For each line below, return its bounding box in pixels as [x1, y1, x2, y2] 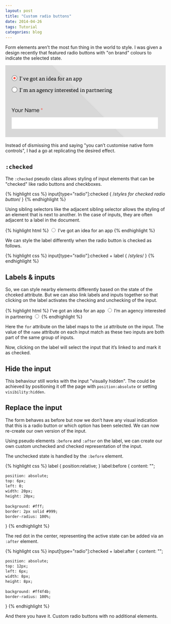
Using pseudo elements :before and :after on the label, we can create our [5, 438, 163, 444]
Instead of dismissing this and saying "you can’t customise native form [5, 142, 154, 148]
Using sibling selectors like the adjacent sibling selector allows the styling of [5, 206, 165, 212]
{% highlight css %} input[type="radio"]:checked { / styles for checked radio [5, 191, 165, 197]
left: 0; [5, 484, 24, 489]
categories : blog [5, 30, 42, 35]
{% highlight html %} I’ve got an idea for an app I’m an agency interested [5, 308, 166, 314]
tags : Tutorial [5, 24, 38, 30]
